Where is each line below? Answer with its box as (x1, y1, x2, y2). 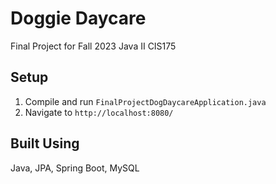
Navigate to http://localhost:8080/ (24, 106, 174, 118)
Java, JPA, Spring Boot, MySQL (10, 162, 140, 174)
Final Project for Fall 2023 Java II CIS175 (10, 40, 177, 52)
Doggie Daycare (10, 7, 147, 30)
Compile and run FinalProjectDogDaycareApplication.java (24, 95, 267, 107)
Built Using (10, 135, 80, 152)
